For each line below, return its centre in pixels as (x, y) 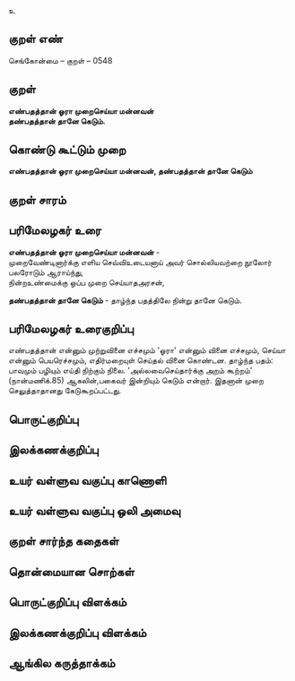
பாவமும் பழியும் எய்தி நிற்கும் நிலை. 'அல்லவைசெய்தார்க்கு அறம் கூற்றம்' (130, 371)
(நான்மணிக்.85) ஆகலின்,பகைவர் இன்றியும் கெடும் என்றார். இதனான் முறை (136, 381)
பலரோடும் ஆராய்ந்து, (46, 272)
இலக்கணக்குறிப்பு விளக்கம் (78, 633)
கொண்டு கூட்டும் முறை (67, 150)
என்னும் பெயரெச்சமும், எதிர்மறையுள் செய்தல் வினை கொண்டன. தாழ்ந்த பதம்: (141, 360)
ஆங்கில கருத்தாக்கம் (62, 663)
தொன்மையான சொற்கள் (72, 571)
